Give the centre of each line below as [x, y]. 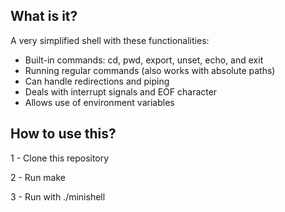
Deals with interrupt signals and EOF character [121, 91]
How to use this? [63, 134]
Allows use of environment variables [99, 102]
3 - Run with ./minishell [58, 196]
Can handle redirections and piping [97, 81]
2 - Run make [38, 177]
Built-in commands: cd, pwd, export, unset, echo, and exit [144, 60]
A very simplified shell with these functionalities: [110, 40]
